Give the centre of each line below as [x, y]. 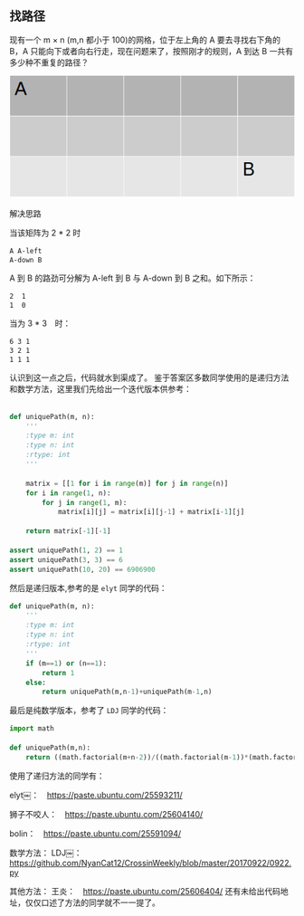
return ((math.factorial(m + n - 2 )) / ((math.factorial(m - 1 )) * [137, 757]
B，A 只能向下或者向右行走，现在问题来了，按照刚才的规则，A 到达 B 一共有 [152, 51]
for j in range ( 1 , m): [85, 502]
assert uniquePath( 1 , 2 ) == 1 [66, 550]
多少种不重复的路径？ [49, 62]
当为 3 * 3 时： [40, 323]
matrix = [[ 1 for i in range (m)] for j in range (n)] [127, 483]
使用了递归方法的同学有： [57, 776]
